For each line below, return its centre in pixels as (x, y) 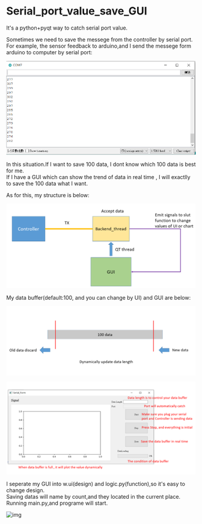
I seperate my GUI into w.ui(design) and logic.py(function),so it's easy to (96, 484)
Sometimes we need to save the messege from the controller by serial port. (99, 39)
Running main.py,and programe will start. (57, 503)
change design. (26, 490)
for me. (15, 171)
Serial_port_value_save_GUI (77, 11)
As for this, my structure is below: (48, 195)
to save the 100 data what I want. (47, 183)
